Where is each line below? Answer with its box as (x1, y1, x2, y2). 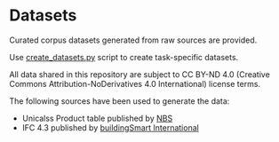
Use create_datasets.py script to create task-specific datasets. (9, 51, 239, 62)
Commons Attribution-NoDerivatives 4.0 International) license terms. (9, 78, 260, 89)
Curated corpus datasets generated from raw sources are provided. (9, 35, 258, 45)
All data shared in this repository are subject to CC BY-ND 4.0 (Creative (9, 68, 271, 80)
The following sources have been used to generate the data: (9, 95, 230, 106)
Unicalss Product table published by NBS (21, 113, 173, 123)
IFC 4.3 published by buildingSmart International (21, 122, 200, 133)
